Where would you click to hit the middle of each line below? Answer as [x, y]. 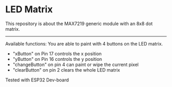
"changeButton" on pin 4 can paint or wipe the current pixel [76, 64]
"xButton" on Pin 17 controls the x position [57, 53]
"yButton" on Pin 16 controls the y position [57, 59]
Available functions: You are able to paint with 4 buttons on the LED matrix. [84, 43]
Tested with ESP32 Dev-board [37, 80]
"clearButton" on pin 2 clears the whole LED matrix [66, 70]
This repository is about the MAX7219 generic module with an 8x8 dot [79, 24]
